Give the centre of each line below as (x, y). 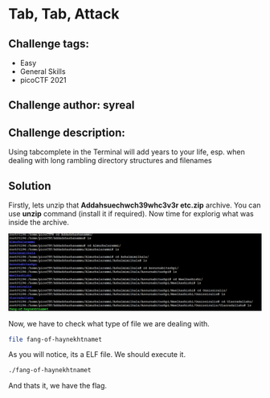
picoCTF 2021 (43, 80)
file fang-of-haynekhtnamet (55, 339)
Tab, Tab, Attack (64, 14)
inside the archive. (39, 223)
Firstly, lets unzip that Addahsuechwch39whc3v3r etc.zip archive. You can (135, 205)
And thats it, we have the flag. (57, 386)
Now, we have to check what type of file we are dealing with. (109, 323)
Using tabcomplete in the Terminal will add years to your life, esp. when (127, 152)
